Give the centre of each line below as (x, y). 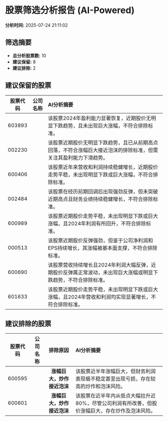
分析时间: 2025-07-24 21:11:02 (37, 25)
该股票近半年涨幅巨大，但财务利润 (116, 371)
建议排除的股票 (28, 323)
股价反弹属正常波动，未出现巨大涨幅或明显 (103, 272)
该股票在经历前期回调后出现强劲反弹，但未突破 (103, 191)
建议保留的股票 (28, 86)
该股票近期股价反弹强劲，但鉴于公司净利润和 (100, 240)
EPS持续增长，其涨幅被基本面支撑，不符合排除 (102, 248)
